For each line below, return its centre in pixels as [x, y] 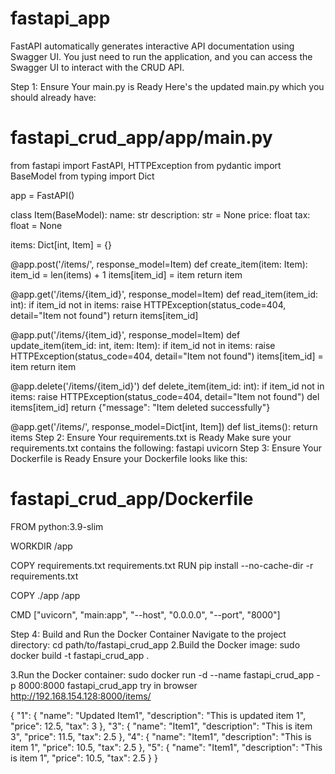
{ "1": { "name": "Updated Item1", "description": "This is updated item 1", [158, 715]
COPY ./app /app [45, 595]
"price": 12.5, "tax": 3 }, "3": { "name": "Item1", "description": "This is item [161, 726]
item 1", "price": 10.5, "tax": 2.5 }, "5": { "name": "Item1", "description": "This [166, 747]
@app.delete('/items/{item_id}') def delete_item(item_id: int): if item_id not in [167, 386]
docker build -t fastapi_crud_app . [80, 655]
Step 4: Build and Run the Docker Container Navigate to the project [148, 634]
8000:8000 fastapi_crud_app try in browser [108, 685]
